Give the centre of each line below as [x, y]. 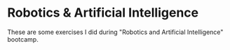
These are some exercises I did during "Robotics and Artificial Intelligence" [115, 32]
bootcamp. [23, 39]
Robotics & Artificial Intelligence [103, 13]
